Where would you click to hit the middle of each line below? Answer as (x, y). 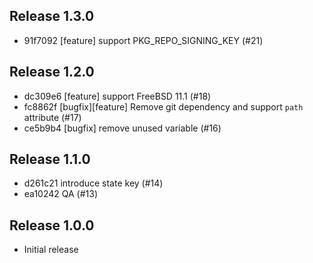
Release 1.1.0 (50, 159)
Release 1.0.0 (52, 225)
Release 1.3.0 (52, 16)
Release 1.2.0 (52, 72)
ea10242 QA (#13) (61, 194)
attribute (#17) (52, 117)
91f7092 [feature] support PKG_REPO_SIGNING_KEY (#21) (143, 40)
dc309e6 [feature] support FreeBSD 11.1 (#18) (117, 96)
